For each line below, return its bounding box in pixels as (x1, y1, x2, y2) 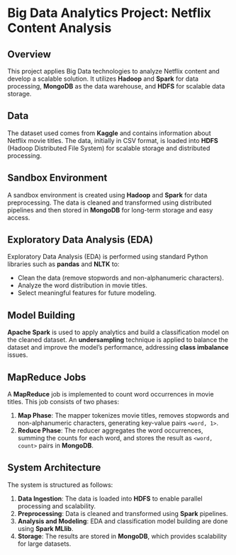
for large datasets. (17, 539, 72, 548)
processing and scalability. (17, 501, 96, 510)
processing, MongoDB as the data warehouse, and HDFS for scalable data (7, 82, 225, 90)
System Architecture (7, 462, 101, 474)
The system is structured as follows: (7, 480, 113, 489)
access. (7, 213, 30, 222)
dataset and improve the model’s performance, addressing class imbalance (7, 343, 229, 352)
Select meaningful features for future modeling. (17, 289, 157, 297)
